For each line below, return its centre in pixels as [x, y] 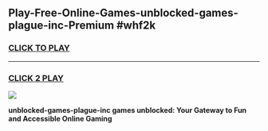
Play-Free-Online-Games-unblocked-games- [124, 13]
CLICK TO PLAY [39, 48]
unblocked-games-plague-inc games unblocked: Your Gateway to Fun [128, 110]
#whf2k [136, 26]
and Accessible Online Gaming [60, 118]
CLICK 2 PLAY [36, 78]
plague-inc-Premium [61, 26]
